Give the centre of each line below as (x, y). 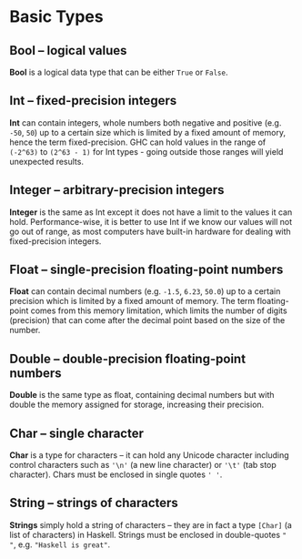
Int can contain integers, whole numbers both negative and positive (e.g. (146, 122)
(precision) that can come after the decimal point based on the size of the (147, 320)
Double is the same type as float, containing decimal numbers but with (142, 395)
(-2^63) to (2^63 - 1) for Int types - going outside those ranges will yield (146, 151)
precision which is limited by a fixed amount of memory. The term (132, 301)
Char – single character (76, 433)
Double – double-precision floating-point (128, 358)
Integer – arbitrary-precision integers (117, 190)
